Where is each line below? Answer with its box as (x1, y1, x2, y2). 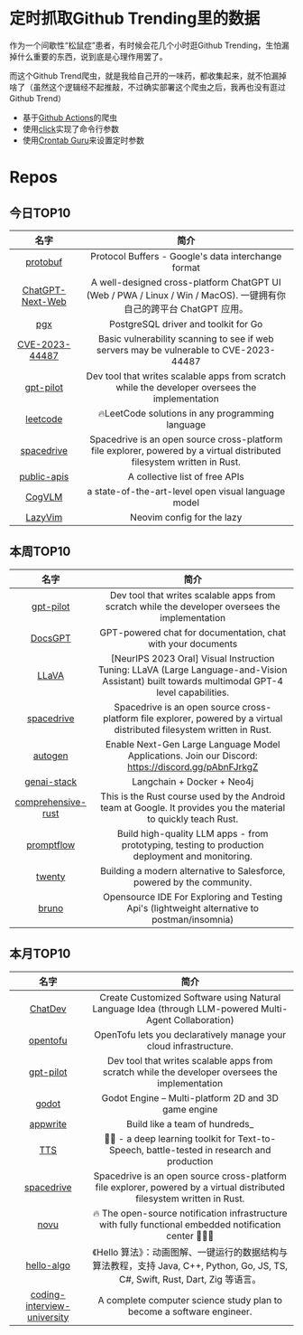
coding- (30, 1288, 66, 1301)
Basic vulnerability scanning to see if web (97, 332, 274, 344)
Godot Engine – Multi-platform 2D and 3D (101, 1091, 280, 1104)
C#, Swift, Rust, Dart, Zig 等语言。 (118, 1273, 262, 1285)
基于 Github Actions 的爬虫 (22, 112, 117, 123)
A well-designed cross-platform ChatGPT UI (90, 276, 281, 288)
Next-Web (21, 295, 68, 307)
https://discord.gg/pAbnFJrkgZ (127, 760, 259, 773)
